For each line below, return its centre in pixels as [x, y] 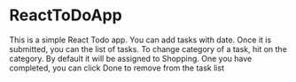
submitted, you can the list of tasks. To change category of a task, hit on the [148, 48]
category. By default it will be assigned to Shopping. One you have [131, 58]
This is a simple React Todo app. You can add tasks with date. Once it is [140, 40]
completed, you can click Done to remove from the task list [117, 68]
